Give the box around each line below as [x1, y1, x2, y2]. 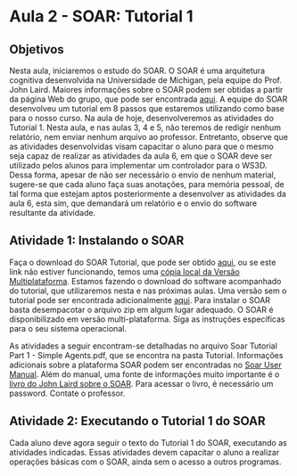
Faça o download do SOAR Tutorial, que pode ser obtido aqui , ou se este [9, 257, 276, 267]
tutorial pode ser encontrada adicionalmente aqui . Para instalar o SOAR [9, 294, 270, 305]
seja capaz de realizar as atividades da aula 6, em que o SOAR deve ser [9, 151, 273, 161]
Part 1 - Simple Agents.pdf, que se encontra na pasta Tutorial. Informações [9, 349, 284, 360]
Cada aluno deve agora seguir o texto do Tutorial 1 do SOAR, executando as [9, 437, 287, 447]
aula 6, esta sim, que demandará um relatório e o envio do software [9, 198, 257, 209]
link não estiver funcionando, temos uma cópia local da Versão [9, 266, 241, 277]
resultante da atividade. [9, 208, 96, 217]
